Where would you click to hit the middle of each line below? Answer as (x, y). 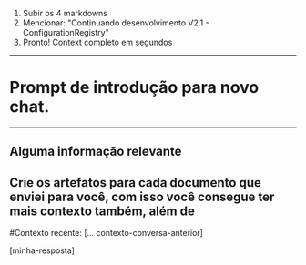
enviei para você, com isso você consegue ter (142, 196)
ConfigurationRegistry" (66, 32)
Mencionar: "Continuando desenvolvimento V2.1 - (116, 23)
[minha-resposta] (42, 250)
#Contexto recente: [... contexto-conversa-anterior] (106, 233)
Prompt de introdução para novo (134, 88)
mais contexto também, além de (102, 211)
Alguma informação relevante (96, 152)
